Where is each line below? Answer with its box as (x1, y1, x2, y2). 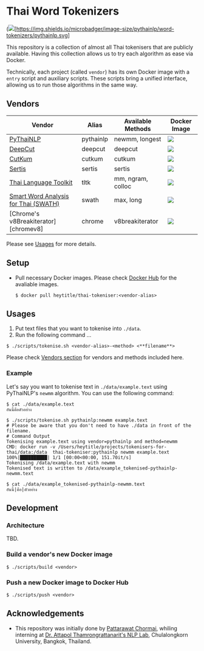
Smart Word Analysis (9, 192, 69, 200)
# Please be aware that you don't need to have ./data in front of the (6, 422, 191, 429)
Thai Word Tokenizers (6, 4, 120, 18)
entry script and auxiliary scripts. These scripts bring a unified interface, (6, 74, 188, 82)
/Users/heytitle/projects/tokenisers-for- (58, 443, 167, 450)
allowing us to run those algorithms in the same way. (6, 81, 138, 88)
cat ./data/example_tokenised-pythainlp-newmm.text (12, 481, 146, 487)
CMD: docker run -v (6, 443, 56, 450)
